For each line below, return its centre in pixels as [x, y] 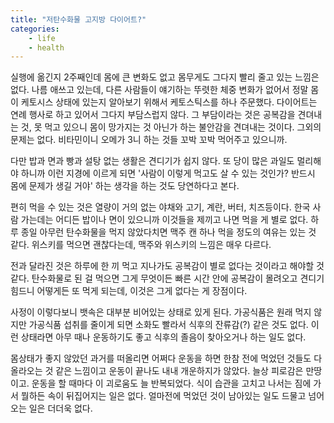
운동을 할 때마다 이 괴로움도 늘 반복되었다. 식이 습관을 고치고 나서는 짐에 [171, 383]
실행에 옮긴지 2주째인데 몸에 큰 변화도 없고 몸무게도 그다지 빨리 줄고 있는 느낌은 [165, 77]
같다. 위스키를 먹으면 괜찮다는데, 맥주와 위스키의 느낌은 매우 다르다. [141, 245]
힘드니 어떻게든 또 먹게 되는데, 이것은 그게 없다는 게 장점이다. [129, 291]
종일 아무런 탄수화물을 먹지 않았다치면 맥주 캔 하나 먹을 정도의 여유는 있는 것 [168, 232]
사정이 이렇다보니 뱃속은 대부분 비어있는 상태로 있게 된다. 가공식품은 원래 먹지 [161, 312]
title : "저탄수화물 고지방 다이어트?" [78, 19]
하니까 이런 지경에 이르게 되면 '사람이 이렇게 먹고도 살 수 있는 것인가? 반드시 [168, 173]
